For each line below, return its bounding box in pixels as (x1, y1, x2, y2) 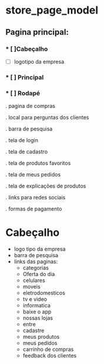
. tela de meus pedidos (5, 171, 61, 178)
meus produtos (22, 333, 60, 340)
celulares (22, 277, 45, 284)
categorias (22, 264, 49, 271)
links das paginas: (14, 258, 58, 265)
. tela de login (5, 137, 39, 144)
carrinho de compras (22, 346, 74, 353)
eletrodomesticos (22, 290, 65, 297)
